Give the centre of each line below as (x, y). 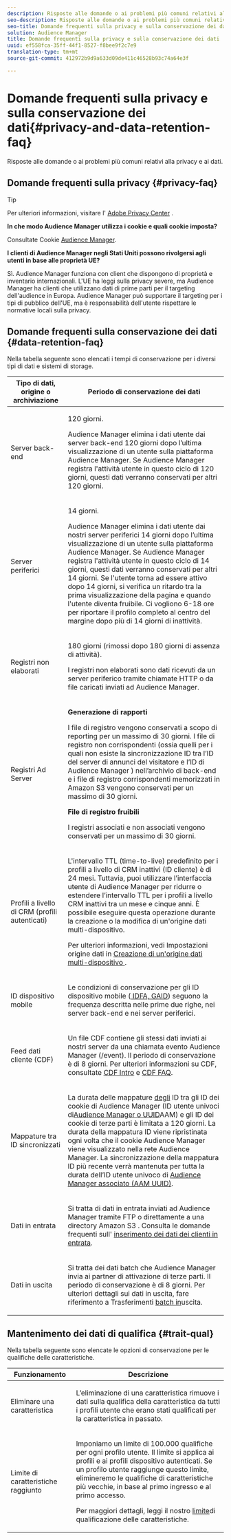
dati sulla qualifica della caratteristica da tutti (148, 1402)
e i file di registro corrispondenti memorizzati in (144, 780)
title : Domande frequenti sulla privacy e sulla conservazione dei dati (113, 39)
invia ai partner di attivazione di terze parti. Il (139, 1276)
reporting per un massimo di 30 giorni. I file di (141, 736)
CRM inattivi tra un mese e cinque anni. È (134, 904)
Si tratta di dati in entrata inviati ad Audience (139, 1208)
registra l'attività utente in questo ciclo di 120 (141, 469)
